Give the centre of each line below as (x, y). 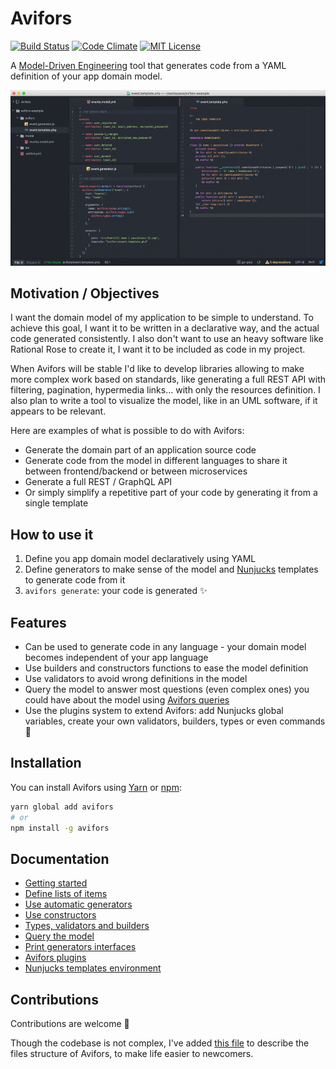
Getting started (56, 883)
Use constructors (60, 915)
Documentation (60, 858)
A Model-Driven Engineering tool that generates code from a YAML (148, 65)
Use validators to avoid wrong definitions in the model (136, 679)
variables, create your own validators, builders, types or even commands (175, 721)
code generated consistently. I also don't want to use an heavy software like (167, 339)
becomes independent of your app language (116, 658)
